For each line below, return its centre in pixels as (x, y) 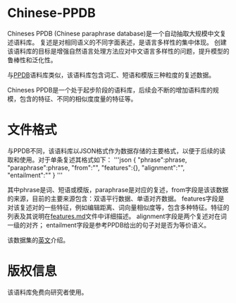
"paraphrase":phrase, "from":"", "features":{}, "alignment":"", (96, 167)
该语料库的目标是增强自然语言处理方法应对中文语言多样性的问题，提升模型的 (118, 51)
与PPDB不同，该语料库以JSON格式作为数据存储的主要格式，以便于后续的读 (117, 150)
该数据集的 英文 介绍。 (38, 240)
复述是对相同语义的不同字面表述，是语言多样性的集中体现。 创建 (133, 42)
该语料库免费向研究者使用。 (48, 292)
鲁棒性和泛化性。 (32, 60)
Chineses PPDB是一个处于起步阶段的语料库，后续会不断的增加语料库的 (110, 90)
